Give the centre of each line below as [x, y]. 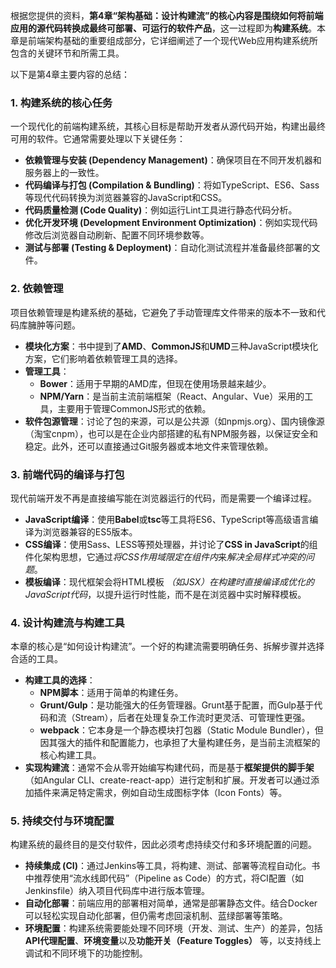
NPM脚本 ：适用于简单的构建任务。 [111, 693]
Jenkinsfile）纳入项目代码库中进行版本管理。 [117, 891]
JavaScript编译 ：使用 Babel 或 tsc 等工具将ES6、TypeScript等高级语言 [167, 519]
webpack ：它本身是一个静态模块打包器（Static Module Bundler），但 [181, 730]
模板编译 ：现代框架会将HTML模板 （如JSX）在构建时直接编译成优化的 [169, 581]
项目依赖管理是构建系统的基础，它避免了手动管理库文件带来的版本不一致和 [163, 312]
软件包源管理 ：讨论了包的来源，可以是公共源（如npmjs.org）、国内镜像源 [174, 421]
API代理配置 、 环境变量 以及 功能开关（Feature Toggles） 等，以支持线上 [173, 941]
